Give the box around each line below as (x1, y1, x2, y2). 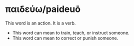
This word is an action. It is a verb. (5, 20, 76, 26)
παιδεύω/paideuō (5, 3, 81, 15)
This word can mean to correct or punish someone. (12, 35, 118, 41)
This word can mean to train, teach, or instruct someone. (12, 29, 130, 35)
